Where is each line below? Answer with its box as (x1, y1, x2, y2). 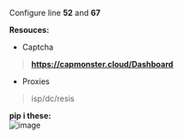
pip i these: (9, 111, 52, 120)
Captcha (21, 42, 54, 52)
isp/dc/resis (30, 93, 76, 104)
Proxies (21, 76, 51, 87)
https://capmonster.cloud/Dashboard (30, 59, 174, 69)
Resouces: (9, 25, 50, 35)
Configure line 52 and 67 (9, 8, 100, 18)
